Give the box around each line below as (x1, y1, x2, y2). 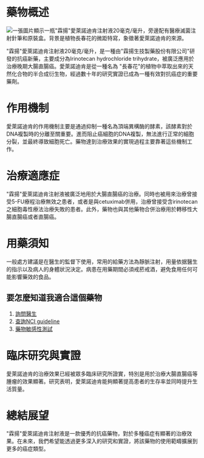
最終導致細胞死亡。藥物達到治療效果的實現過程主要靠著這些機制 (27, 137, 187, 145)
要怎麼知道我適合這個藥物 (6, 293, 102, 303)
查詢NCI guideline (15, 317, 60, 325)
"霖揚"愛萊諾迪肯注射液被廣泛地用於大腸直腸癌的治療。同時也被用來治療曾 (6, 190, 192, 198)
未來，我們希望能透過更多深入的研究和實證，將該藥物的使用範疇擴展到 (22, 437, 198, 445)
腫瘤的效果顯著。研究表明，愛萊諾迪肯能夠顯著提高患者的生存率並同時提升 (6, 378, 192, 385)
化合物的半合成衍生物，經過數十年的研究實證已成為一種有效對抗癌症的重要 (11, 70, 198, 77)
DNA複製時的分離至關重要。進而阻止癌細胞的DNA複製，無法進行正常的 (6, 130, 184, 137)
